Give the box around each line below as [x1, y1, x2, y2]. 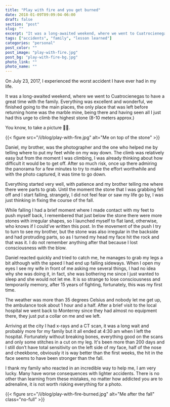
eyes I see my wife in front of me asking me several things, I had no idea [5, 265, 156, 272]
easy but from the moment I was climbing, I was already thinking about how [5, 155, 163, 161]
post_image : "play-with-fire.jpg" [5, 50, 78, 55]
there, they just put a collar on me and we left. [5, 313, 101, 319]
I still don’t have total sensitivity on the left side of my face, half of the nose [5, 345, 162, 351]
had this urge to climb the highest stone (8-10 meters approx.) [5, 115, 135, 121]
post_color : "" [5, 45, 37, 50]
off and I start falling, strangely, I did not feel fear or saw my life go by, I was [5, 192, 163, 198]
